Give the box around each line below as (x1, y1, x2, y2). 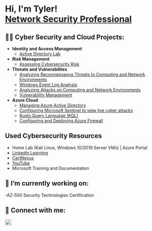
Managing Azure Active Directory (19, 103, 86, 108)
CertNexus (12, 155, 34, 161)
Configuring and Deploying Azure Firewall (19, 118, 103, 123)
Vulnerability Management (19, 92, 72, 98)
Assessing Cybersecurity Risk (19, 62, 80, 67)
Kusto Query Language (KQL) (19, 113, 79, 118)
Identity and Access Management (12, 46, 82, 51)
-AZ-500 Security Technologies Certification (5, 192, 94, 198)
